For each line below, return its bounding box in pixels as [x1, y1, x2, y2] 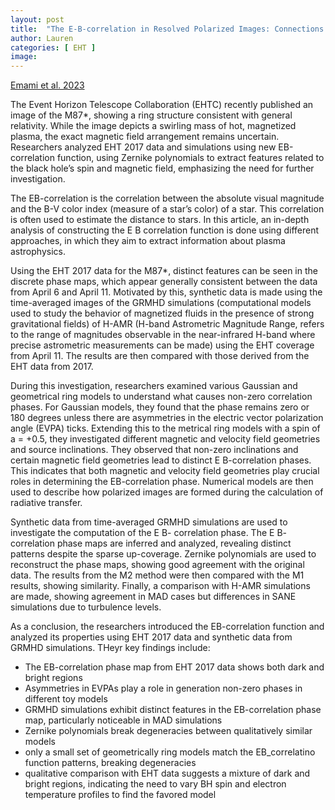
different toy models [24, 693, 108, 705]
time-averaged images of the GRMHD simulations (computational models [10, 297, 312, 309]
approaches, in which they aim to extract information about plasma [10, 235, 286, 247]
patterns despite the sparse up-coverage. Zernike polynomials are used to [10, 548, 317, 560]
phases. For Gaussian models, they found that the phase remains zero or [10, 401, 310, 413]
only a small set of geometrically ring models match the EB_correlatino [24, 746, 316, 758]
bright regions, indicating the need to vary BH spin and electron [24, 778, 287, 790]
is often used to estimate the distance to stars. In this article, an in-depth [10, 214, 310, 226]
